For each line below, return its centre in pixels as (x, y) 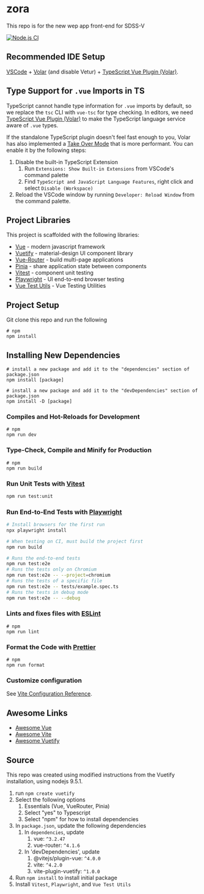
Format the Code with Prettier (51, 647)
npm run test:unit (30, 496)
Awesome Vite (33, 734)
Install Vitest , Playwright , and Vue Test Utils (73, 884)
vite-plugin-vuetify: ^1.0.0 (67, 871)
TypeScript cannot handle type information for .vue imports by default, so (99, 105)
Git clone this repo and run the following (57, 320)
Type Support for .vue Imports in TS (75, 91)
